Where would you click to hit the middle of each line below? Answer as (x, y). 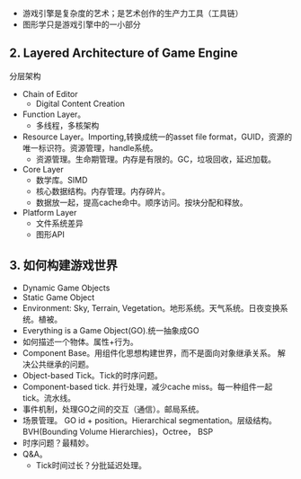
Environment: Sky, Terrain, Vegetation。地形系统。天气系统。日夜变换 (151, 307)
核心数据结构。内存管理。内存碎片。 (103, 191)
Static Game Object (58, 297)
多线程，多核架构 (67, 125)
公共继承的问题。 (62, 364)
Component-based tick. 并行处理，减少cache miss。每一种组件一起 (147, 386)
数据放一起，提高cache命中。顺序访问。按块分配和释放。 (142, 202)
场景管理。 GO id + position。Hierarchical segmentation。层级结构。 (149, 420)
